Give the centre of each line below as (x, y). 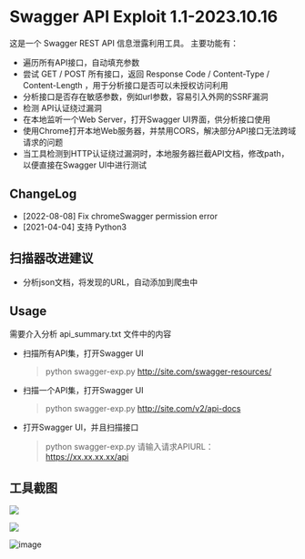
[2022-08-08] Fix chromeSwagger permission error (120, 216)
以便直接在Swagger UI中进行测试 (85, 165)
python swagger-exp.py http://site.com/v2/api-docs (143, 409)
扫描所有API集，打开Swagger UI (83, 353)
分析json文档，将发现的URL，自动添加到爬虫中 (110, 282)
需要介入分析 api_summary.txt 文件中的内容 (90, 334)
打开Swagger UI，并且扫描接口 (81, 427)
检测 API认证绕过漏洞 (62, 107)
